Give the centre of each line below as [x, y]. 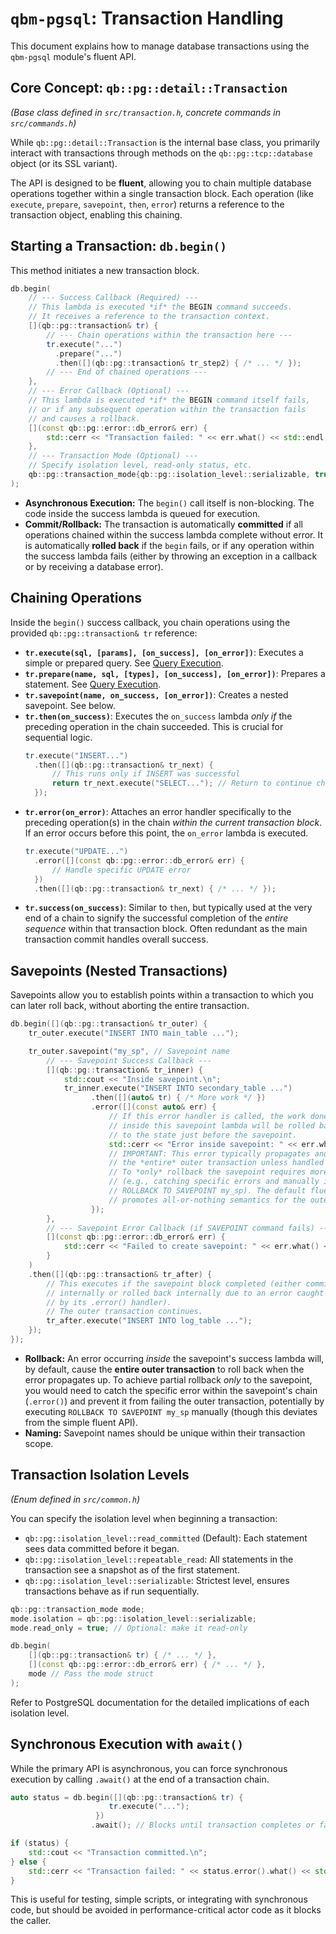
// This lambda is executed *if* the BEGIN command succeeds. [160, 307]
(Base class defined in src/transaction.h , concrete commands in [145, 112]
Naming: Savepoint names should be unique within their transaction [165, 1433]
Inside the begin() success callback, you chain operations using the [150, 622]
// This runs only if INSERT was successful [146, 774]
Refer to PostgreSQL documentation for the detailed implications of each [160, 1702]
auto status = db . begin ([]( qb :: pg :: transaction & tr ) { [127, 1797]
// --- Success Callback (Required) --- [113, 298]
